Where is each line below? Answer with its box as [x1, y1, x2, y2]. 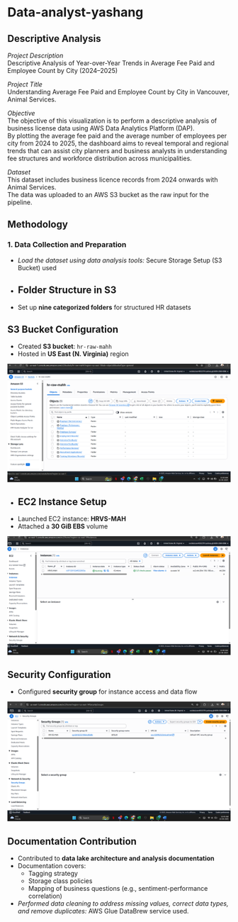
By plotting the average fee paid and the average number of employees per [7, 132, 227, 140]
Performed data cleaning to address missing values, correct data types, [17, 899, 229, 908]
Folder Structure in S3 [17, 284, 117, 296]
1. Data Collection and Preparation [7, 240, 127, 250]
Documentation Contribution [7, 835, 137, 848]
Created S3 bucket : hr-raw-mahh [17, 342, 112, 351]
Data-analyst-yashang [7, 4, 144, 21]
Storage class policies [28, 877, 93, 885]
